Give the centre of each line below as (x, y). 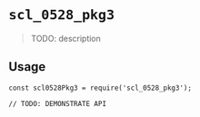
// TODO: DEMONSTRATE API (57, 103)
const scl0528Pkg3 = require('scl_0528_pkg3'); (100, 88)
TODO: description (66, 38)
